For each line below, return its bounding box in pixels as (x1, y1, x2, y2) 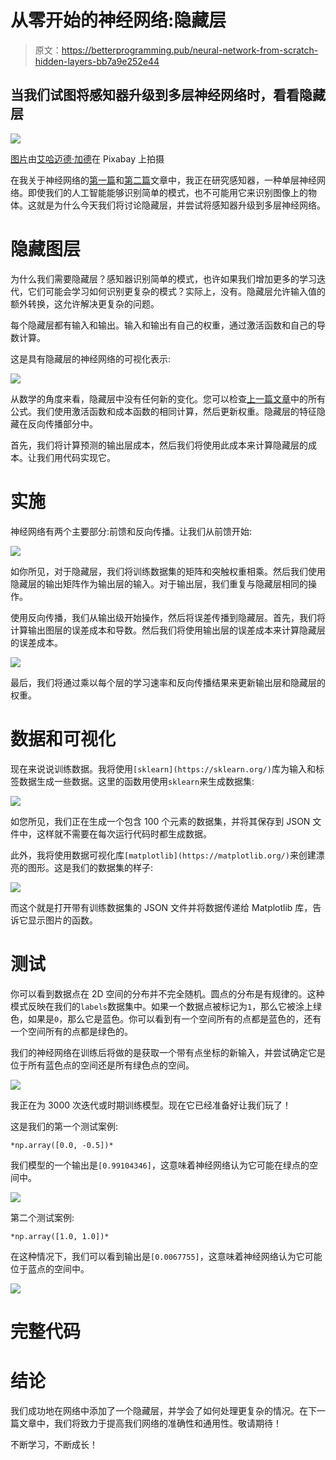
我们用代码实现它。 (36, 451, 116, 463)
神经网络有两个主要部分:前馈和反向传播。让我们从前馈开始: (10, 525, 253, 537)
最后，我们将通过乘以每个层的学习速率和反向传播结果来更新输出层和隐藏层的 (10, 676, 326, 688)
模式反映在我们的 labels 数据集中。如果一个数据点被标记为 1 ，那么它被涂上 (10, 1000, 314, 1012)
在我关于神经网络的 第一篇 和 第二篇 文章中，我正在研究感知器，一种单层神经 (10, 174, 317, 186)
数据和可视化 (10, 727, 117, 750)
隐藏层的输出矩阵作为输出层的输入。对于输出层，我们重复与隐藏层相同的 (10, 577, 308, 590)
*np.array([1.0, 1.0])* (10, 1231, 110, 1241)
